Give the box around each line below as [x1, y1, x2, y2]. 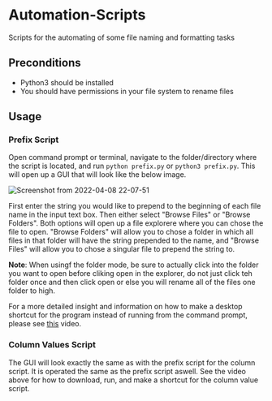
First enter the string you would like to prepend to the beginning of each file [8, 201, 261, 211]
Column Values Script [8, 339, 96, 351]
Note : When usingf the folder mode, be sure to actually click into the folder [8, 260, 259, 269]
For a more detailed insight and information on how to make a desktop [8, 302, 243, 312]
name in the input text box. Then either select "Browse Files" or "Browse [8, 209, 251, 220]
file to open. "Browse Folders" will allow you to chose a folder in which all [8, 227, 254, 237]
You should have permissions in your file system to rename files [19, 86, 234, 96]
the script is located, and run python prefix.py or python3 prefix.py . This [8, 161, 256, 171]
